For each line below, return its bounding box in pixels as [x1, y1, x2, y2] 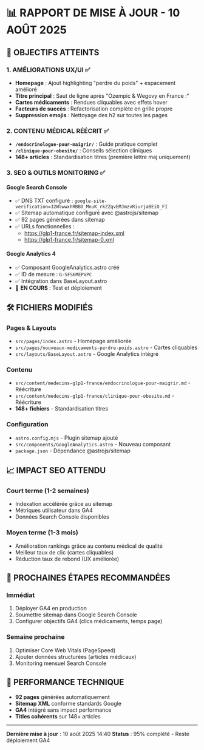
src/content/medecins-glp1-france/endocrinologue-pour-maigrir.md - [15, 379, 191, 387]
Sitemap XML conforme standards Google [15, 700, 121, 707]
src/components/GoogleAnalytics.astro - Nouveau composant [15, 440, 171, 448]
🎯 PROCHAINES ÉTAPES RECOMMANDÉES [6, 573, 171, 583]
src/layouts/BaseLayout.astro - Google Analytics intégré [15, 350, 159, 358]
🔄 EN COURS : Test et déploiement [15, 284, 102, 291]
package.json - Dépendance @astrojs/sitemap [15, 447, 131, 454]
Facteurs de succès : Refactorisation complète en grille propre [15, 105, 173, 112]
